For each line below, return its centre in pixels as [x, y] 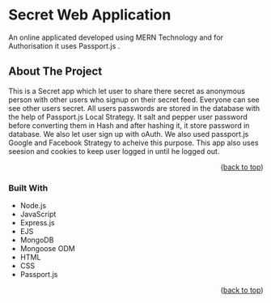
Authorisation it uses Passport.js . [64, 45]
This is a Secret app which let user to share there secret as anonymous [127, 91]
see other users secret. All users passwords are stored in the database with [134, 108]
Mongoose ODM [47, 249]
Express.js [37, 223]
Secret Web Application [90, 15]
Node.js [33, 206]
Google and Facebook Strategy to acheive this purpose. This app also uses [133, 143]
